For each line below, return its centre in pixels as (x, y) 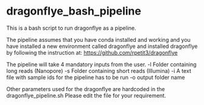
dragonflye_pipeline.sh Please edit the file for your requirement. (86, 95)
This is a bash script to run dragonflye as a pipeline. (71, 28)
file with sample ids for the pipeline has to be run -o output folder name (96, 77)
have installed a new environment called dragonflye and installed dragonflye (102, 46)
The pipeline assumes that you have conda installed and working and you (98, 39)
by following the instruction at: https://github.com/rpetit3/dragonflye (92, 52)
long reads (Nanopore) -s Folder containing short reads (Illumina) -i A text (99, 70)
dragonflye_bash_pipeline (74, 11)
